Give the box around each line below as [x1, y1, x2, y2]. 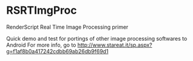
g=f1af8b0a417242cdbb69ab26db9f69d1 [6, 47, 109, 54]
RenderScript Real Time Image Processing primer [6, 23, 129, 30]
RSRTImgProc [6, 4, 77, 17]
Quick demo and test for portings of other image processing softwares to [6, 35, 188, 42]
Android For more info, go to [6, 41, 76, 48]
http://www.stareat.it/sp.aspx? [77, 41, 152, 48]
